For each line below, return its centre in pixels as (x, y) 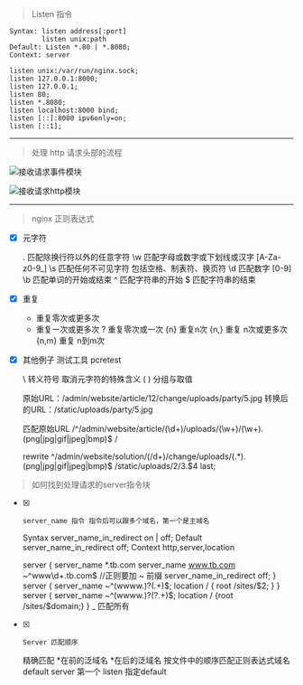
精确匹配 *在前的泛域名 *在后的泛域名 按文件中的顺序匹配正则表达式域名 (156, 661)
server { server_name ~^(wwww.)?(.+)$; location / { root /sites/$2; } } (151, 586)
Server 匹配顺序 (50, 643)
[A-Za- (269, 258)
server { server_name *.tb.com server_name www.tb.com (129, 565)
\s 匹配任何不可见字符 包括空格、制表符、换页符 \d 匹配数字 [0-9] (170, 268)
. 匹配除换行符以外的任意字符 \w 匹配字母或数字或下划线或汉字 (138, 258)
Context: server (40, 55)
